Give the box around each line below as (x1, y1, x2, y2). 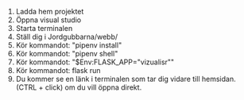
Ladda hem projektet (15, 7, 84, 16)
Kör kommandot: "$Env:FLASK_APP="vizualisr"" (15, 57, 175, 67)
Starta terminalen (15, 24, 73, 33)
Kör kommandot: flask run (15, 66, 101, 75)
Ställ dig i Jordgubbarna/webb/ (15, 32, 118, 41)
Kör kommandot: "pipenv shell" (15, 49, 118, 58)
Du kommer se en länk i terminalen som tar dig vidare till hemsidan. (15, 75, 236, 83)
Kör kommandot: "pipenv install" (15, 40, 122, 50)
